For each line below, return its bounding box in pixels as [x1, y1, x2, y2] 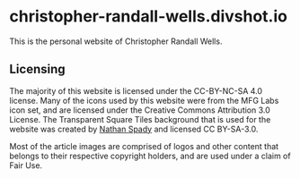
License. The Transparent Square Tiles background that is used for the [9, 114, 271, 124]
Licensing [9, 62, 66, 77]
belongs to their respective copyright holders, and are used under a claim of [9, 150, 291, 161]
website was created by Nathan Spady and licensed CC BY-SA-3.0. [9, 123, 259, 134]
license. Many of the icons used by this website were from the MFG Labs [9, 95, 279, 106]
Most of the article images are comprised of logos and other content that [9, 140, 279, 151]
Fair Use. [9, 159, 43, 171]
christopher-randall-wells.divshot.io [9, 6, 287, 27]
